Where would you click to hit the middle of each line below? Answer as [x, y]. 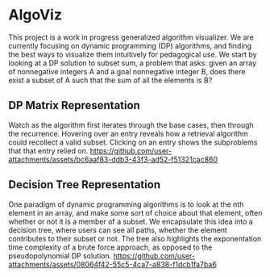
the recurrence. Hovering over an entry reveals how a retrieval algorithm [128, 133]
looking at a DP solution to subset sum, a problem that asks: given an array [133, 63]
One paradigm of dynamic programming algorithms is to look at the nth [126, 204]
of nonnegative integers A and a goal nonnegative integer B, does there [127, 71]
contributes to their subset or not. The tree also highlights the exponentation [135, 238]
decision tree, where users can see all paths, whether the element [118, 230]
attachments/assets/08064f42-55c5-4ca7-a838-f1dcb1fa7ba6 [113, 264]
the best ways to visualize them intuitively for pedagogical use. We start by [133, 54]
